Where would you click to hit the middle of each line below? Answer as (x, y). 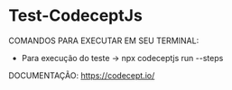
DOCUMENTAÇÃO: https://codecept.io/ (82, 75)
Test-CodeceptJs (76, 16)
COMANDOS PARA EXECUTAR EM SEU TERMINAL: (104, 40)
